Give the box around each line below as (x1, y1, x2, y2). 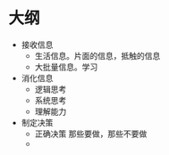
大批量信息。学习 (34, 61, 98, 72)
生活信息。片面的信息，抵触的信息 (34, 50, 161, 61)
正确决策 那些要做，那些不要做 (34, 128, 148, 139)
